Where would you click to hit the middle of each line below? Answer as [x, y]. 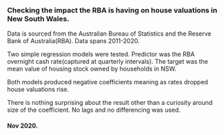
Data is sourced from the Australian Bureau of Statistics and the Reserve [109, 34]
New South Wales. [38, 19]
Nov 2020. [23, 125]
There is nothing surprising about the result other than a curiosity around [110, 103]
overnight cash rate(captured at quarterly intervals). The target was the [108, 62]
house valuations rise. [38, 89]
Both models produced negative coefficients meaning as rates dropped [108, 82]
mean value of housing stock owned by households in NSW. [92, 69]
